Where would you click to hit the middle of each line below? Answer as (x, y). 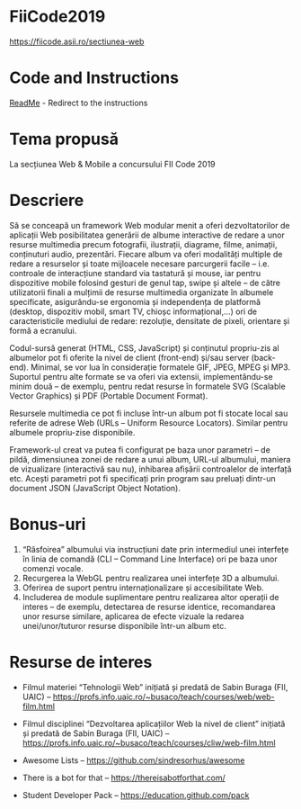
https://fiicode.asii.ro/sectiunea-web (77, 41)
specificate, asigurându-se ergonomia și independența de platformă (135, 301)
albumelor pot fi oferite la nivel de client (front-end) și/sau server (129, 357)
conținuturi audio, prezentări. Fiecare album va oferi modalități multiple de (146, 254)
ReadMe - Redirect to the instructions (79, 103)
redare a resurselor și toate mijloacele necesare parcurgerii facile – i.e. (139, 264)
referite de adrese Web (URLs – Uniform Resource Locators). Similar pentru (149, 422)
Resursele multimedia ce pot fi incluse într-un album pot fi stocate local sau (149, 413)
